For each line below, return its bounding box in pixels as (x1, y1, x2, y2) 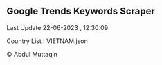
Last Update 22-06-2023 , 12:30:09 (6, 23, 109, 31)
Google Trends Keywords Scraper (6, 5, 155, 17)
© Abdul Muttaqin (6, 50, 58, 58)
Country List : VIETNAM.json (6, 37, 88, 45)
